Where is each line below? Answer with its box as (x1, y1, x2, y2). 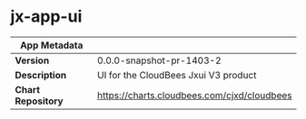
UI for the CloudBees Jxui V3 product (97, 69, 257, 81)
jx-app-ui (10, 6, 83, 27)
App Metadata (20, 39, 84, 51)
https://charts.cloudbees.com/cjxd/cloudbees (97, 88, 292, 101)
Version (15, 54, 50, 67)
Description (15, 69, 67, 81)
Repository (15, 95, 64, 107)
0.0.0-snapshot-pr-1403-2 (97, 54, 222, 67)
